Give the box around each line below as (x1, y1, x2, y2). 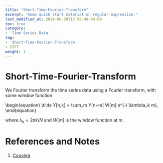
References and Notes (5, 136, 100, 147)
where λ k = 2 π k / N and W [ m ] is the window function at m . (5, 117, 124, 124)
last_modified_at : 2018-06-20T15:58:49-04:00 (5, 16, 102, 21)
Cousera (12, 152, 31, 158)
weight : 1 (5, 49, 26, 54)
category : (5, 26, 26, 31)
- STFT (5, 44, 19, 49)
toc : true (5, 21, 26, 26)
